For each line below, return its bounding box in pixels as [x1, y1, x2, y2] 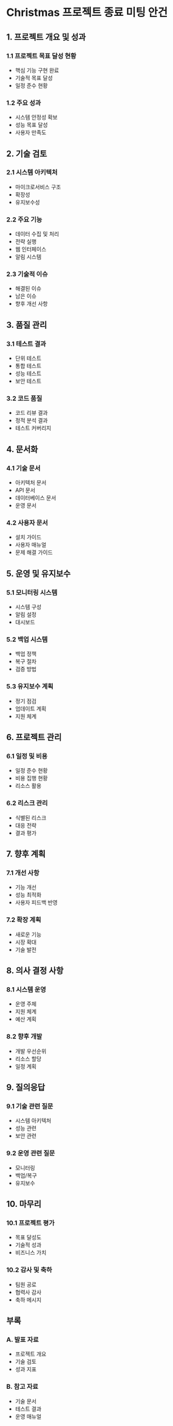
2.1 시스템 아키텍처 [6, 168, 58, 177]
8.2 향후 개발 [6, 1032, 42, 1041]
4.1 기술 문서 [6, 464, 41, 472]
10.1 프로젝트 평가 [6, 1219, 55, 1227]
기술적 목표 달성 [15, 74, 53, 81]
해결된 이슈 [15, 285, 42, 292]
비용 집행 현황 [15, 774, 48, 782]
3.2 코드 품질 [6, 394, 42, 403]
